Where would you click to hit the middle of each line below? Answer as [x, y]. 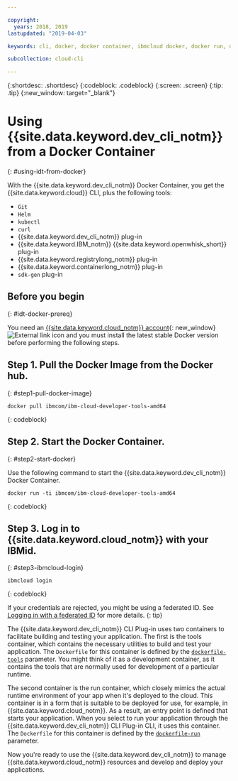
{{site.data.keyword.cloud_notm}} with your [108, 539]
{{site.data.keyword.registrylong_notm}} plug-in [87, 259]
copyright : [23, 20]
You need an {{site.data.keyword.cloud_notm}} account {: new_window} [112, 327]
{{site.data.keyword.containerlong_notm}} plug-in [90, 267]
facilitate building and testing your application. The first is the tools [104, 637]
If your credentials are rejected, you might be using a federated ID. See [111, 608]
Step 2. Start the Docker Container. [86, 442]
